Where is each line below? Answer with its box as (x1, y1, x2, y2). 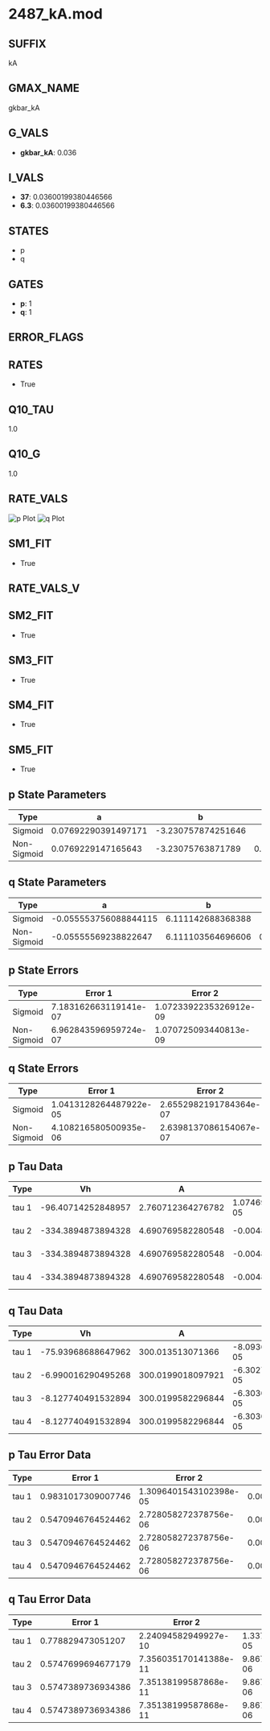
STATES (8, 224, 50, 238)
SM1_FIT (8, 537, 52, 551)
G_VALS (8, 126, 49, 140)
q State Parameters (8, 875, 107, 890)
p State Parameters (8, 787, 107, 801)
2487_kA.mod (8, 5, 103, 23)
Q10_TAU (8, 403, 55, 416)
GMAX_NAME (8, 81, 80, 95)
